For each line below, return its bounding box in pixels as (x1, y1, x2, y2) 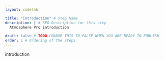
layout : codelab (5, 7, 38, 12)
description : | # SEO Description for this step (5, 20, 107, 25)
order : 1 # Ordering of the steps (5, 38, 76, 43)
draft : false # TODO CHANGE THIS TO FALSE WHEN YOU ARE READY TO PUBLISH (5, 33, 160, 39)
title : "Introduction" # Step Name (5, 15, 78, 21)
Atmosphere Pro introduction (9, 25, 69, 30)
